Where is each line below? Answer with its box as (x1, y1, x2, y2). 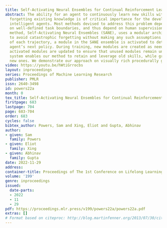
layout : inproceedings (5, 68, 52, 73)
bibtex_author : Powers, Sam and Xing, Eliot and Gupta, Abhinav (5, 123, 141, 128)
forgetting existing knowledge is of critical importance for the (9, 16, 150, 21)
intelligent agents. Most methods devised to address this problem (9, 21, 153, 26)
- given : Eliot (5, 141, 37, 147)
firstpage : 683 (5, 100, 37, 105)
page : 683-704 (5, 109, 35, 114)
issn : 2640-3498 (5, 81, 39, 86)
